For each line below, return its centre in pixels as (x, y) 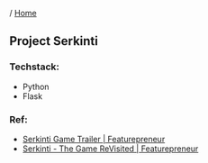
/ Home (23, 13)
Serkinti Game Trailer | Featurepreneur (94, 139)
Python (36, 86)
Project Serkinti (54, 41)
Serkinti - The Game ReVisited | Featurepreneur (110, 149)
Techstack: (35, 67)
